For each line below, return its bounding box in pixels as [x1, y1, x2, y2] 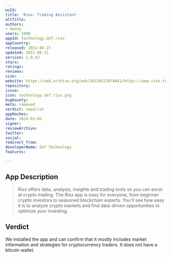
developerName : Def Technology [5, 145, 72, 150]
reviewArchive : [5, 126, 38, 131]
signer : [5, 121, 22, 126]
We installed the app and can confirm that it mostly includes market [5, 236, 147, 242]
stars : [5, 60, 19, 65]
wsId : [5, 7, 17, 13]
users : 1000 [5, 31, 31, 36]
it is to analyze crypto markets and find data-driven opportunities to [17, 202, 160, 209]
